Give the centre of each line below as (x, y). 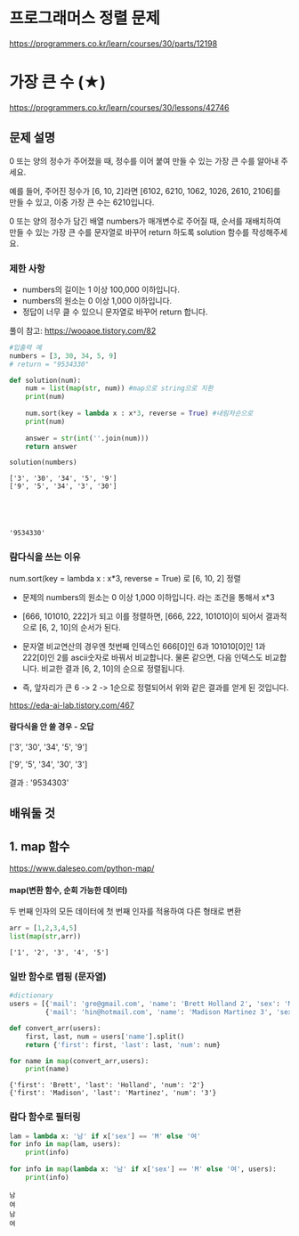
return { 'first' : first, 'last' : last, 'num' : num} (123, 1045)
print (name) (47, 1069)
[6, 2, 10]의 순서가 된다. (80, 627)
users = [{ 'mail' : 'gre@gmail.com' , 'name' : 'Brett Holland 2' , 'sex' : (145, 1004)
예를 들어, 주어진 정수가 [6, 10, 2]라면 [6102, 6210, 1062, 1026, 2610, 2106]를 (145, 191)
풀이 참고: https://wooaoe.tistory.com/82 (83, 330)
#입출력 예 (26, 347)
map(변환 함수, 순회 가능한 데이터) (69, 890)
